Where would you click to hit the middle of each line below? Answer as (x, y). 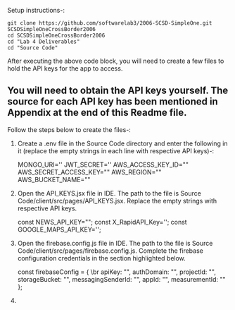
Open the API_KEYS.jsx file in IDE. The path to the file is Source (109, 193)
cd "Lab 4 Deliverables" (44, 42)
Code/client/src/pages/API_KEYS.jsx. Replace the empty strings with (117, 201)
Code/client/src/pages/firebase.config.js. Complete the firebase (110, 251)
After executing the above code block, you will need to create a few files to (116, 61)
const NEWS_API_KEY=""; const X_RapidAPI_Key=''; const (102, 222)
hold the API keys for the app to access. (65, 68)
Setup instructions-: (36, 10)
